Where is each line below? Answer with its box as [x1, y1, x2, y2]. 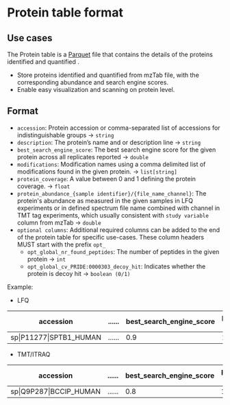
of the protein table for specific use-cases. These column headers [16, 233, 204, 241]
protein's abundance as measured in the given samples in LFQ [16, 196, 194, 205]
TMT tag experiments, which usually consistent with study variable [16, 211, 209, 219]
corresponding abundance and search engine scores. [16, 78, 169, 86]
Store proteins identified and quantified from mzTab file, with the [16, 71, 200, 79]
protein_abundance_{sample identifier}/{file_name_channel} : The [16, 189, 207, 197]
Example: [7, 283, 34, 291]
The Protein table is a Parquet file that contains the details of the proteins [7, 50, 214, 58]
